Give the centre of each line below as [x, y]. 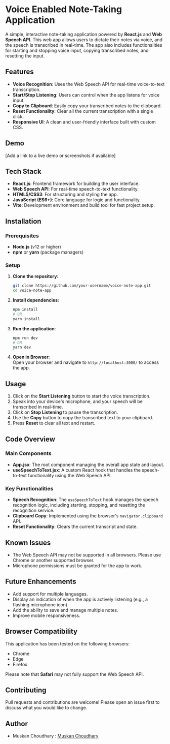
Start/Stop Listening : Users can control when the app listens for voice [86, 95]
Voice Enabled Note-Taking [64, 9]
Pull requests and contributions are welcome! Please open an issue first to [82, 702]
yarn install [26, 319]
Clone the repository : [35, 276]
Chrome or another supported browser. [53, 560]
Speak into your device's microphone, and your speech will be [77, 401]
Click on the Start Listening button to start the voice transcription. [81, 396]
